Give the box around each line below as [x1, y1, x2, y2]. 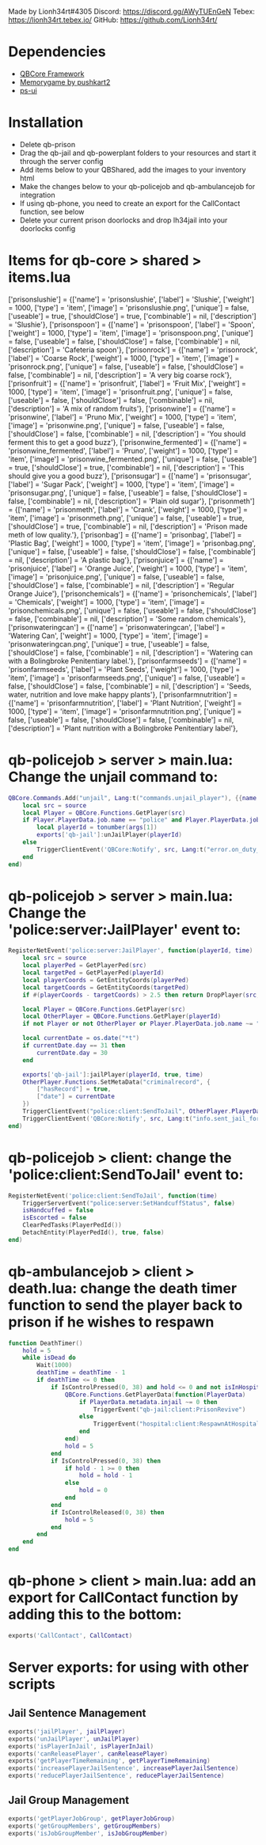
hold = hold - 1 [78, 1471, 133, 1479]
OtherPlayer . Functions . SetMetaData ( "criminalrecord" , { [22, 1078, 211, 1086]
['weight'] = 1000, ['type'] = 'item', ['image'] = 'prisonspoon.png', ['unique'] [8, 328, 253, 337]
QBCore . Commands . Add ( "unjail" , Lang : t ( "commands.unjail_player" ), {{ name [8, 794, 257, 802]
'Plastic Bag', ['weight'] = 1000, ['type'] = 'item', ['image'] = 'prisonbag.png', [8, 538, 256, 548]
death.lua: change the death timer [8, 1279, 237, 1297]
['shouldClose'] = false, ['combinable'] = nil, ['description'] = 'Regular [8, 580, 235, 590]
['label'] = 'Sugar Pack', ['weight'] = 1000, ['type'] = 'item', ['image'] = [8, 479, 235, 489]
